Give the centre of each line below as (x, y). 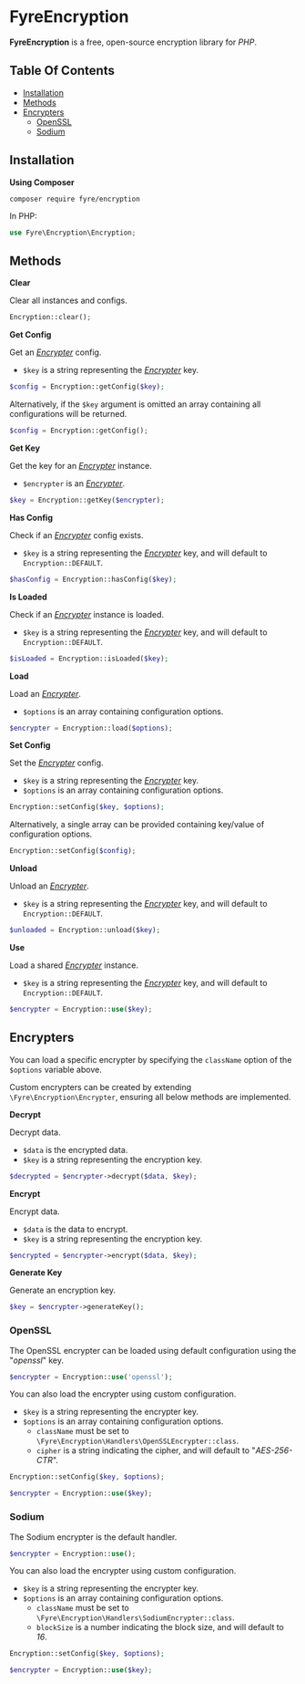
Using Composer (42, 182)
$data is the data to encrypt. (75, 1229)
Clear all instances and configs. (68, 301)
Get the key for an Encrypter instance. (81, 465)
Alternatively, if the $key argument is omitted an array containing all (135, 404)
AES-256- (274, 1450)
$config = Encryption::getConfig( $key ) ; (87, 387)
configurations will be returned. (68, 414)
